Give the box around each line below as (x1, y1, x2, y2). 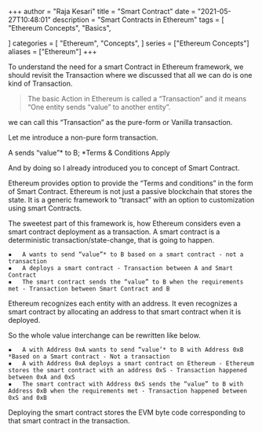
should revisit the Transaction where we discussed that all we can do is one (8, 71, 253, 79)
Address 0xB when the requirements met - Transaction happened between (8, 387, 247, 395)
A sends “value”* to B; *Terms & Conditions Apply (8, 148, 170, 157)
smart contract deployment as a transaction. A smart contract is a (8, 227, 220, 236)
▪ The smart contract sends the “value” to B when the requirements (8, 278, 244, 286)
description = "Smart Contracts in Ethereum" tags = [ (52, 15, 225, 24)
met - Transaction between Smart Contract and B (8, 285, 170, 293)
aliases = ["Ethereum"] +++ (8, 47, 97, 56)
